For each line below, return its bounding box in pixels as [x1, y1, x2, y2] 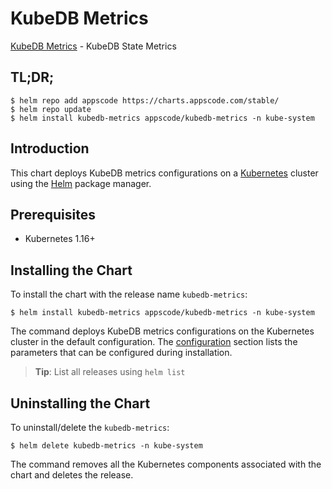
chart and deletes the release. [10, 469, 134, 481]
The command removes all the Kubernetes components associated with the [10, 458, 322, 470]
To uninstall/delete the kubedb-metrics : [10, 422, 170, 433]
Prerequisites [10, 206, 96, 223]
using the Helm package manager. [10, 177, 152, 189]
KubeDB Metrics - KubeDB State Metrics [10, 40, 177, 52]
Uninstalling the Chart [10, 395, 151, 412]
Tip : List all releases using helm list [34, 366, 186, 378]
